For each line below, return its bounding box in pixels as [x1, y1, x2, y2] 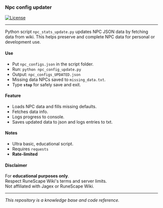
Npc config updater [5, 4, 52, 11]
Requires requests [12, 146, 49, 152]
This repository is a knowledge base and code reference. [5, 197, 120, 203]
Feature [5, 93, 21, 98]
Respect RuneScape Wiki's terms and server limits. [5, 178, 107, 184]
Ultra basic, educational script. [12, 141, 74, 146]
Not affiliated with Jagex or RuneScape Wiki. [5, 183, 95, 189]
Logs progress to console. [12, 113, 65, 120]
